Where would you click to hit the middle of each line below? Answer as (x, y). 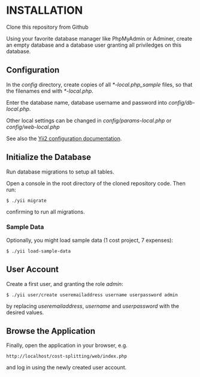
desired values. (25, 312)
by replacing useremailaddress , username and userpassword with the (93, 306)
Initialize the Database (49, 157)
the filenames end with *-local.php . (50, 91)
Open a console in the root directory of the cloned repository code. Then (96, 183)
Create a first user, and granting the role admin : (65, 284)
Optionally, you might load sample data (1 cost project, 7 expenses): (90, 240)
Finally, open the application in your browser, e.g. (67, 345)
